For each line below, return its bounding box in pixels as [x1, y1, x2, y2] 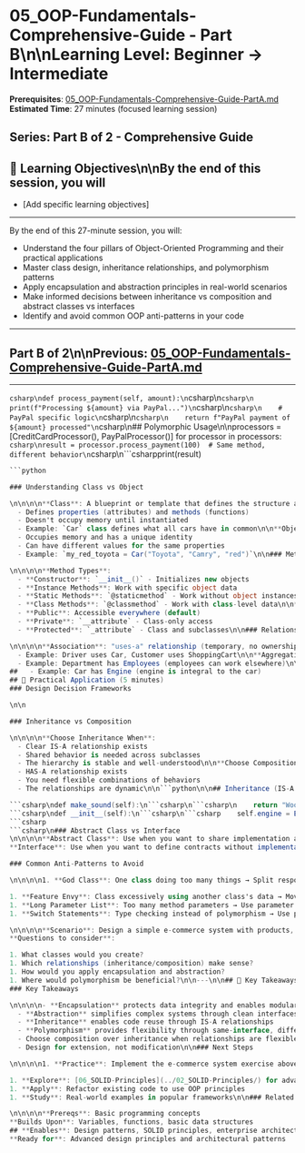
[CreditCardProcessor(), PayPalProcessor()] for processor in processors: [9, 430, 282, 441]
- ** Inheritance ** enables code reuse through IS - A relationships [17, 1017, 274, 1027]
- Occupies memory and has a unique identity [17, 533, 193, 542]
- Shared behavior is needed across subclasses [17, 750, 202, 760]
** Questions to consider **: [9, 934, 116, 943]
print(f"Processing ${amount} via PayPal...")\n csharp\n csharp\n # [9, 401, 283, 412]
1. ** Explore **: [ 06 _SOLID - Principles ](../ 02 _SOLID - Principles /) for [9, 1076, 279, 1085]
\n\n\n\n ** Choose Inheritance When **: [9, 733, 156, 743]
